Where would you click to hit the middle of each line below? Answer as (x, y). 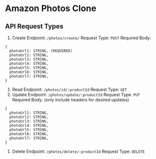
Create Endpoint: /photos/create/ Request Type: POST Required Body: (81, 38)
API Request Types (34, 26)
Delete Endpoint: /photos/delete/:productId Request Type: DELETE (78, 151)
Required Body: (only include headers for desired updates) (70, 100)
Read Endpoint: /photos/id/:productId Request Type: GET (70, 89)
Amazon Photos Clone (51, 8)
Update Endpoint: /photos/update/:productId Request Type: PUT (76, 94)
